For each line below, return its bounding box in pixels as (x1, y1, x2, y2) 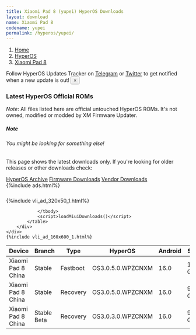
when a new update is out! (6, 77, 70, 84)
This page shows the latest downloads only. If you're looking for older (6, 158, 174, 165)
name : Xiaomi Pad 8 (6, 19, 54, 25)
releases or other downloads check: (6, 164, 93, 171)
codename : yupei (6, 25, 45, 31)
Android (158, 247, 182, 255)
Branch (34, 247, 55, 255)
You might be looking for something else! (6, 140, 105, 147)
